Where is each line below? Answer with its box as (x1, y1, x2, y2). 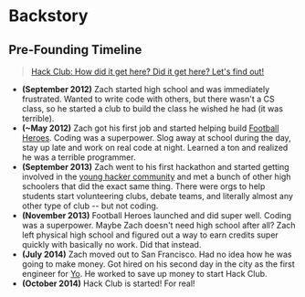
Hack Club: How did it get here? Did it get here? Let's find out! (30, 66, 265, 77)
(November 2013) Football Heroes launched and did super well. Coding (21, 210, 291, 220)
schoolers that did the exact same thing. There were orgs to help (21, 181, 266, 192)
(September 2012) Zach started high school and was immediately (21, 84, 270, 94)
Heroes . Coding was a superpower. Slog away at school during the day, (21, 133, 291, 143)
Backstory (8, 5, 89, 27)
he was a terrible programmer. (21, 152, 136, 163)
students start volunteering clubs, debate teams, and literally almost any (21, 191, 294, 201)
